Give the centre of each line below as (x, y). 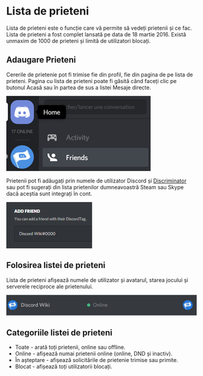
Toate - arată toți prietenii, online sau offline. (70, 347)
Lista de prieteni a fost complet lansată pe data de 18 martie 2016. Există (96, 34)
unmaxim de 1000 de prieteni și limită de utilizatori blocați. (79, 41)
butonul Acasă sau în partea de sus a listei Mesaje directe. (79, 87)
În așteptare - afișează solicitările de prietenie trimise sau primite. (96, 360)
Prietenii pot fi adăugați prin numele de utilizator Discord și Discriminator (96, 181)
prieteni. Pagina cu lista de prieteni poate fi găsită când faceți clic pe (92, 81)
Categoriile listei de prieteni (60, 333)
